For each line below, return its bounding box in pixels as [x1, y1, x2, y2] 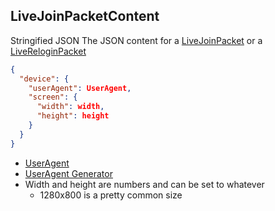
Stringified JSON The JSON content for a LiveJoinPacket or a [10, 34, 263, 46]
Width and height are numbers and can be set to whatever [24, 178, 265, 190]
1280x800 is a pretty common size [39, 189, 183, 201]
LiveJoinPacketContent [10, 8, 160, 25]
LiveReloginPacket [10, 45, 87, 57]
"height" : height [36, 111, 110, 121]
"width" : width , [36, 102, 105, 112]
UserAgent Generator [24, 167, 113, 179]
